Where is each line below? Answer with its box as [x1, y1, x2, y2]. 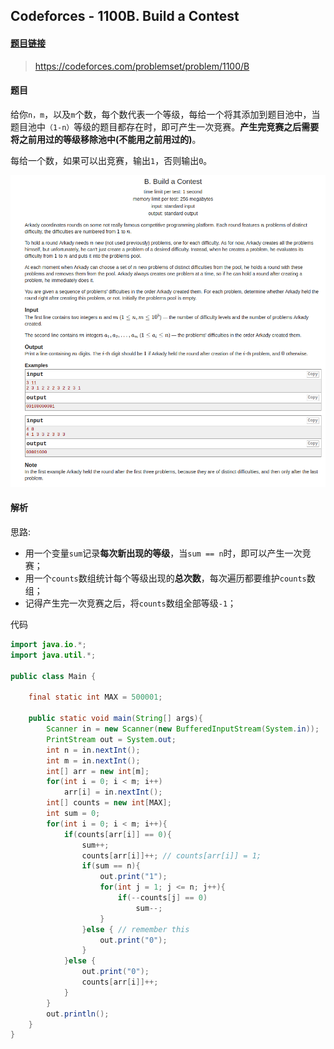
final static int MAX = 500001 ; [28, 692, 163, 703]
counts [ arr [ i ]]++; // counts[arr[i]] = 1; [81, 850, 262, 861]
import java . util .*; [10, 650, 97, 660]
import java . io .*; [10, 640, 87, 650]
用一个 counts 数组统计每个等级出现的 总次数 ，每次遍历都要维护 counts [24, 572, 307, 584]
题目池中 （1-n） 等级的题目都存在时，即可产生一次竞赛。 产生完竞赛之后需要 [10, 120, 320, 133]
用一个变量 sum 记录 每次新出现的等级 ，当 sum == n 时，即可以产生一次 [24, 547, 303, 559]
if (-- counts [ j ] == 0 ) [117, 893, 208, 903]
